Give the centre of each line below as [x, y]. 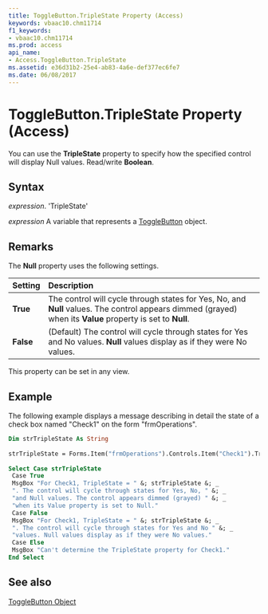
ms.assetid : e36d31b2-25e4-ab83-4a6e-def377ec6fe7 [94, 68]
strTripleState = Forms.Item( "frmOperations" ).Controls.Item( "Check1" [128, 454]
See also [30, 583]
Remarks [31, 247]
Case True [28, 476]
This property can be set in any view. [69, 372]
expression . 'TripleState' [48, 206]
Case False [30, 513]
